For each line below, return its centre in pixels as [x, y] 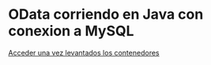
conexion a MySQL [71, 31]
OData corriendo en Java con [106, 14]
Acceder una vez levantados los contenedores [84, 52]
